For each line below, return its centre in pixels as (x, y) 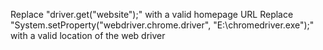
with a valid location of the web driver (88, 35)
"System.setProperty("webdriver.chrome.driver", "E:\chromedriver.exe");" (162, 25)
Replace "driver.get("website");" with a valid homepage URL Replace (152, 14)
